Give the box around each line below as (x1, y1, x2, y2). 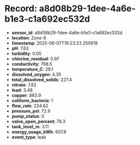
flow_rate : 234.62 (11, 103, 48, 109)
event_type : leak (11, 134, 47, 140)
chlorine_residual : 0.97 (11, 56, 60, 61)
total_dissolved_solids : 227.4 (11, 77, 72, 83)
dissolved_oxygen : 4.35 (11, 71, 62, 77)
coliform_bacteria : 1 (11, 97, 53, 103)
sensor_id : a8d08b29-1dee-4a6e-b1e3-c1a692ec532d (11, 29, 123, 35)
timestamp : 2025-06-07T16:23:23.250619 (11, 40, 98, 46)
